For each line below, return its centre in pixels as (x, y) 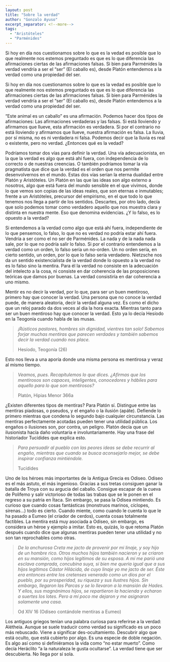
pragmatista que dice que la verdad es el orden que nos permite (72, 169)
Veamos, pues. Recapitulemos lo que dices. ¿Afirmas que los (82, 375)
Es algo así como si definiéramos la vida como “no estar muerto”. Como (80, 643)
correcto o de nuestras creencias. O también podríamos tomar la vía (77, 164)
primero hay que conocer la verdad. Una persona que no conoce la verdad (83, 297)
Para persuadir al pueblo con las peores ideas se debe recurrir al (86, 447)
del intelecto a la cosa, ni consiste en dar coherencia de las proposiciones (82, 271)
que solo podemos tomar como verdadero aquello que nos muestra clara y (83, 207)
